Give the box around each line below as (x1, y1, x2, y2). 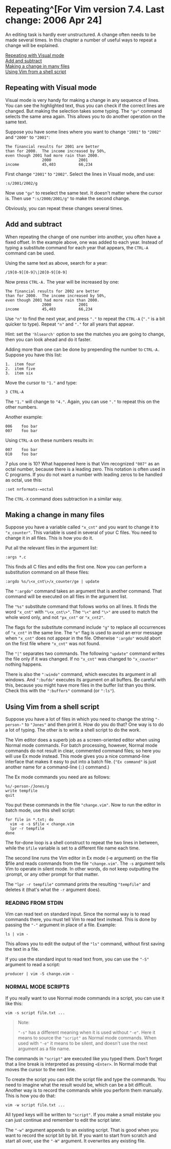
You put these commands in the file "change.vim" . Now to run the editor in (5, 802, 161, 808)
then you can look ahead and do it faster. (5, 336, 92, 343)
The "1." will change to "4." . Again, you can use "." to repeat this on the (5, 398, 160, 405)
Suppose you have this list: (5, 352, 62, 358)
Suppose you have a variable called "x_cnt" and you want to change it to (5, 524, 159, 530)
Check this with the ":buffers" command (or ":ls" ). (5, 688, 116, 694)
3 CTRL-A (5, 389, 24, 395)
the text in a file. (5, 946, 39, 952)
